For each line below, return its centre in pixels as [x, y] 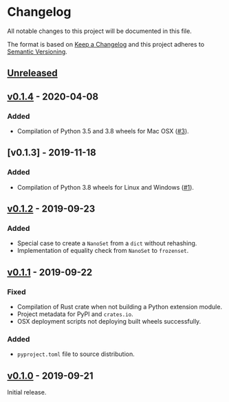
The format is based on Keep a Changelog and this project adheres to [106, 44]
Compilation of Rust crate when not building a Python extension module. [119, 307]
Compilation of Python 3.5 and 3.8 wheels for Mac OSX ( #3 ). [103, 131]
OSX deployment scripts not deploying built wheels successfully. [109, 322]
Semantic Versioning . [37, 52]
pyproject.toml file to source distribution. [76, 354]
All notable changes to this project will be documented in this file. [100, 31]
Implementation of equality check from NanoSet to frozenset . [103, 251]
